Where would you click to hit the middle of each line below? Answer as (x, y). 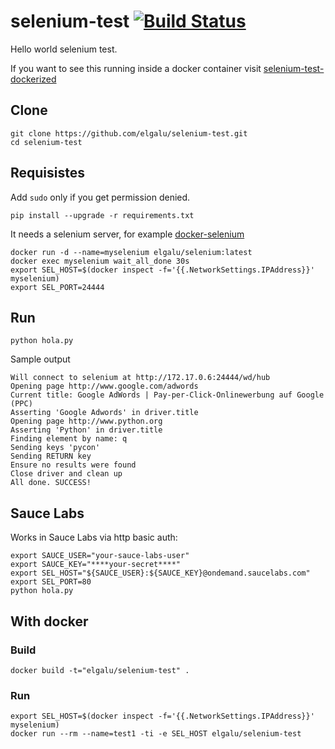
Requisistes (48, 173)
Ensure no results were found (73, 465)
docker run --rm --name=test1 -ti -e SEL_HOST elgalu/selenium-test (156, 734)
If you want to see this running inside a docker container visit (136, 68)
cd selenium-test (46, 142)
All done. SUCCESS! (51, 483)
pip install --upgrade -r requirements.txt (102, 215)
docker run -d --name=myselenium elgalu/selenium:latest (131, 252)
